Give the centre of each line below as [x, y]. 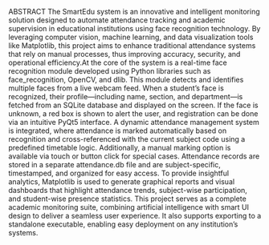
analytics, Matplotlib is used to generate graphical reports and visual [122, 182]
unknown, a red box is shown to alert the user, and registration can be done [133, 114]
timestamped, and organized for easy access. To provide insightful [119, 173]
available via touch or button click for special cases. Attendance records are [134, 156]
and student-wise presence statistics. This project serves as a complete [127, 199]
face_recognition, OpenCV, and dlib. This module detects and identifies [126, 80]
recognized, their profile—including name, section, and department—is [126, 96]
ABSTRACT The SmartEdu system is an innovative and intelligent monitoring [134, 12]
